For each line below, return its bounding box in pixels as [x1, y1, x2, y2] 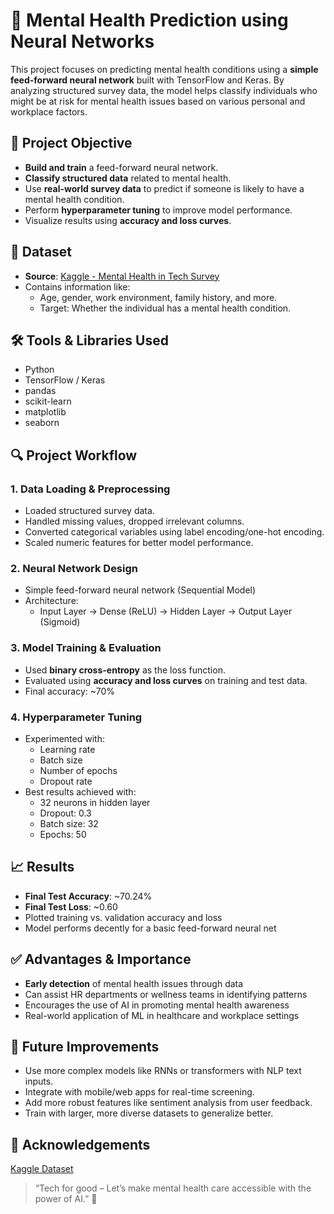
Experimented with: [24, 732, 105, 744]
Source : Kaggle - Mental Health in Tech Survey [24, 270, 220, 282]
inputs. [24, 1075, 54, 1088]
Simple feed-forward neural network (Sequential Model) [24, 584, 257, 596]
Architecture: [24, 595, 79, 607]
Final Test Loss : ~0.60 [24, 900, 118, 913]
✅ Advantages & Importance [10, 951, 192, 968]
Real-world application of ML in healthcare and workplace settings [24, 1009, 300, 1021]
